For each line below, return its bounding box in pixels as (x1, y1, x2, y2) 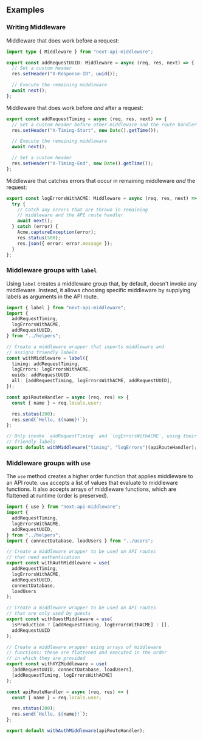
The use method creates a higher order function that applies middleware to (6, 473, 193, 480)
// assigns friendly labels (6, 349, 78, 355)
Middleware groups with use (6, 459, 91, 467)
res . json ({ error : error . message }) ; (17, 240, 113, 247)
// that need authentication (6, 554, 80, 561)
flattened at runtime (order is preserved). (6, 492, 109, 499)
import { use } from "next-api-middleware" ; (6, 504, 121, 510)
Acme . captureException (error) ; (17, 229, 97, 236)
